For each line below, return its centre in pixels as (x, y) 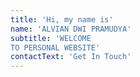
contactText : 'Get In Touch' (71, 57)
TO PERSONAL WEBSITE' (55, 47)
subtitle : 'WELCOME (51, 38)
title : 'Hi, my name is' (62, 19)
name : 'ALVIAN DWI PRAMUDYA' (71, 29)
